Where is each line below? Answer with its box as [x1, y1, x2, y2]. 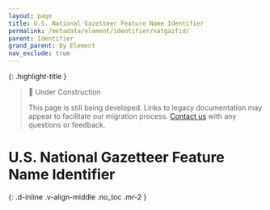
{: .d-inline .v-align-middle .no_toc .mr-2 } [8, 191, 147, 202]
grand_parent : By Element [8, 42, 95, 50]
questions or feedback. [27, 120, 106, 129]
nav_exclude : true [8, 49, 70, 57]
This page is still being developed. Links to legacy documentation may [27, 103, 263, 112]
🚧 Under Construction [27, 87, 101, 97]
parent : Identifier [8, 34, 74, 43]
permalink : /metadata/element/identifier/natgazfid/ [8, 27, 190, 35]
